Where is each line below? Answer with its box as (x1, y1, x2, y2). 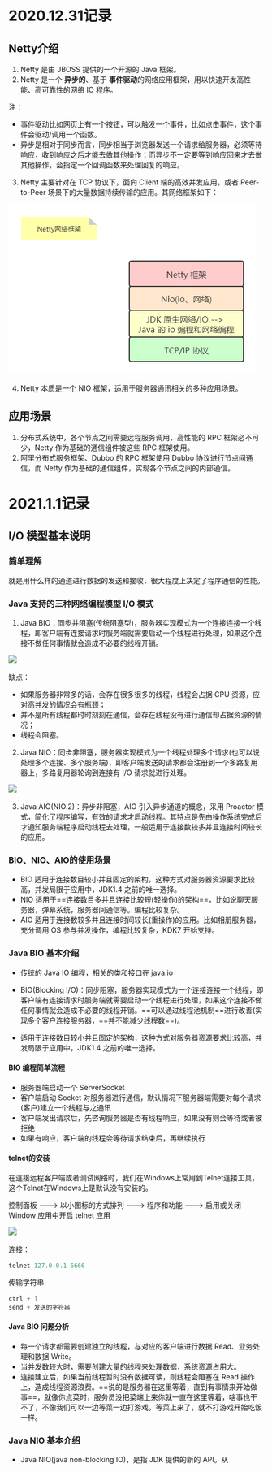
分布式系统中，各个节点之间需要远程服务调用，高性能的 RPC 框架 (19, 432, 238, 442)
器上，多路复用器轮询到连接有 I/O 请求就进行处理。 (19, 768, 192, 777)
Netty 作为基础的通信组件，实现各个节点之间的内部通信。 (43, 463, 235, 473)
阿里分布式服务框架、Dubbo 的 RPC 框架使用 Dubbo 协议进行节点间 (19, 452, 246, 462)
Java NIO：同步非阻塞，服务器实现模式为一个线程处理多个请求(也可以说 (19, 747, 261, 757)
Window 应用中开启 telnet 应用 (8, 1210, 111, 1220)
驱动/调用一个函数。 (34, 130, 101, 139)
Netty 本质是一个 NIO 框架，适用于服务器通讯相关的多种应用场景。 (19, 383, 243, 393)
